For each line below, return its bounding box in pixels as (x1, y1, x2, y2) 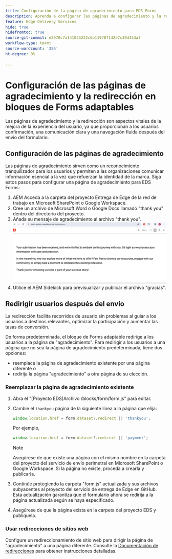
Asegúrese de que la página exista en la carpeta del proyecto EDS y (12, 507, 156, 513)
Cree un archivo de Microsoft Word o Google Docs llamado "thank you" (12, 205, 164, 212)
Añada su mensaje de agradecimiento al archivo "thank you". (12, 216, 142, 222)
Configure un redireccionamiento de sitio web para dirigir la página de (5, 537, 153, 543)
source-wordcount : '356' (5, 46, 58, 51)
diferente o (12, 366, 36, 372)
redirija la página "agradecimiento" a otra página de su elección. (12, 371, 148, 377)
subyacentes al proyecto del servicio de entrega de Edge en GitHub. (12, 486, 157, 493)
